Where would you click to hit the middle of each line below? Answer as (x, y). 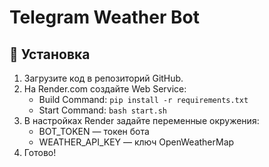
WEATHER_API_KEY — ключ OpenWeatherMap (136, 142)
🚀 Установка (50, 54)
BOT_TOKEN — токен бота (94, 131)
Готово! (40, 152)
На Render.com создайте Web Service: (105, 89)
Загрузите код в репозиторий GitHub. (103, 78)
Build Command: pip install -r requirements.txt (143, 99)
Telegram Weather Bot (104, 17)
